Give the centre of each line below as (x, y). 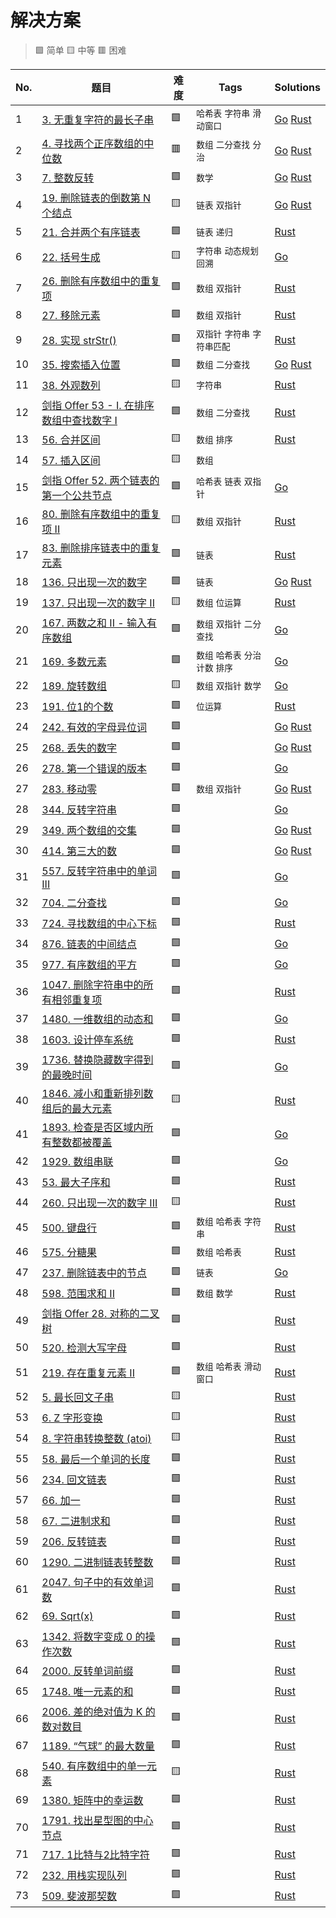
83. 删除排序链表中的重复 (101, 548)
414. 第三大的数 (79, 851)
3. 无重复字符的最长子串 (98, 119)
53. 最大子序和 (76, 1183)
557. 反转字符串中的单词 (99, 871)
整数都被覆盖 (82, 1142)
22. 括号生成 (71, 257)
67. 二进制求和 (76, 1521)
